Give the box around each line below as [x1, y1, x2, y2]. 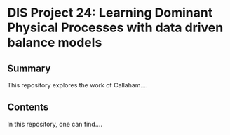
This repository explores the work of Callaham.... [7, 81, 148, 89]
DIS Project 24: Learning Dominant [7, 5, 213, 21]
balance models [7, 35, 102, 50]
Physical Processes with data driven [7, 20, 224, 36]
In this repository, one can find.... [7, 120, 103, 128]
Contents [7, 101, 49, 113]
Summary [7, 62, 51, 74]
